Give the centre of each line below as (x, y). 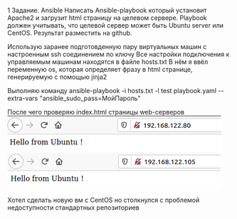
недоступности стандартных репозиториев (74, 208)
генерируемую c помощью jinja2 (57, 77)
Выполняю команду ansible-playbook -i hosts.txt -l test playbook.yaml (112, 91)
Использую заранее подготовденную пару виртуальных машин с (107, 47)
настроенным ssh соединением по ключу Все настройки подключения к (118, 54)
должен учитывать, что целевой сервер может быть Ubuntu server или (116, 25)
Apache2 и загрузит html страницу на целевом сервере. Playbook (107, 18)
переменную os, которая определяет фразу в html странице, (100, 69)
